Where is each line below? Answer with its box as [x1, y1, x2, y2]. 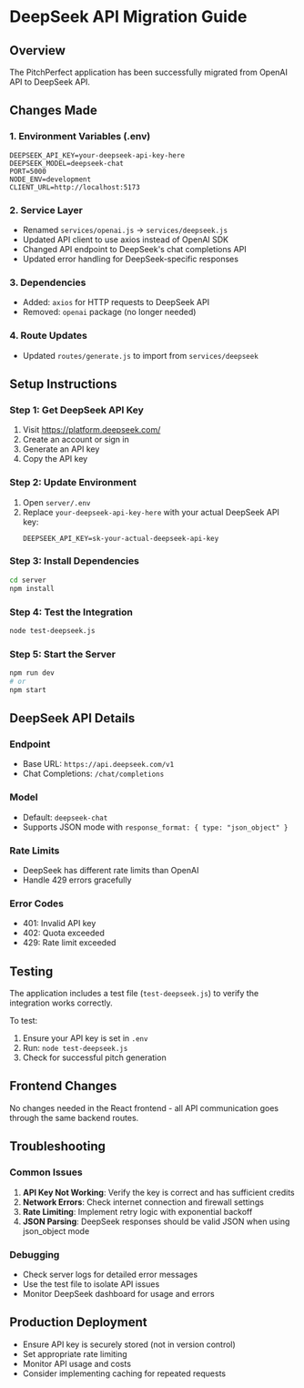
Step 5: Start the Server [9, 648, 117, 660]
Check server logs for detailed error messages [22, 1269, 198, 1280]
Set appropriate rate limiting [22, 1348, 127, 1359]
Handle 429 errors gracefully [22, 874, 132, 885]
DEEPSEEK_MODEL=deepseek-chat [9, 158, 125, 168]
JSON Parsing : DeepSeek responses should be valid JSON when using [22, 1216, 290, 1227]
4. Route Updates [9, 330, 88, 342]
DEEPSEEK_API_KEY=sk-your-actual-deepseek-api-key [22, 534, 219, 543]
